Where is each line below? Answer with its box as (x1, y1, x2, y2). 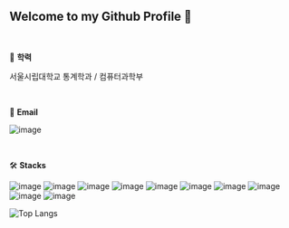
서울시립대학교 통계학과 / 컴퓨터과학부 (9, 71, 143, 81)
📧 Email (9, 106, 39, 118)
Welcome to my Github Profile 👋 (9, 9, 192, 24)
